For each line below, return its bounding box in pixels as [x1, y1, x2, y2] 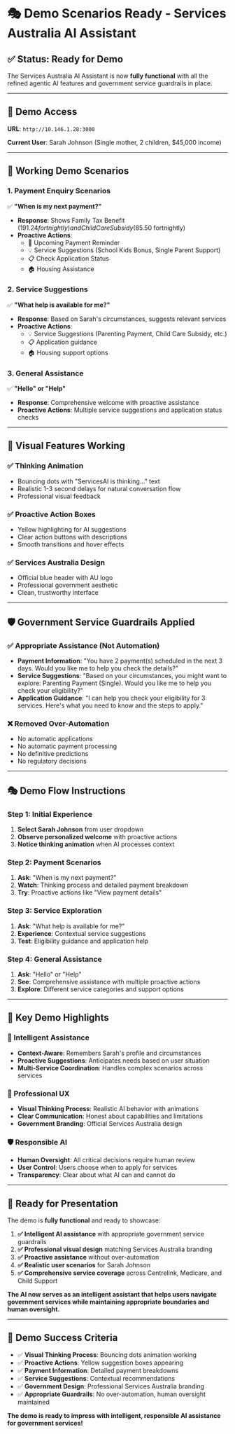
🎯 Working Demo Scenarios [7, 165, 129, 177]
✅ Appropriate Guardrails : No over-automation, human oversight [17, 1390, 206, 1398]
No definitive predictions [17, 750, 89, 758]
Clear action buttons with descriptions [17, 533, 128, 542]
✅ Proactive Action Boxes [7, 509, 97, 519]
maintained [17, 1398, 50, 1406]
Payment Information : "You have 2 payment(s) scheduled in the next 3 [17, 656, 222, 666]
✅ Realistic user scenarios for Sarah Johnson [17, 1261, 151, 1269]
